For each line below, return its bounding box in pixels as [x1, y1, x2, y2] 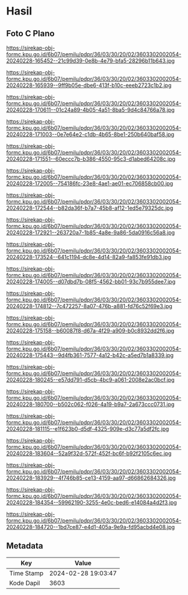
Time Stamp [9, 569, 44, 577]
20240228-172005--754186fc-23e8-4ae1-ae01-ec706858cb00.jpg [6, 180, 174, 187]
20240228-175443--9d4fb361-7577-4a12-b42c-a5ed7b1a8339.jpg [6, 352, 174, 359]
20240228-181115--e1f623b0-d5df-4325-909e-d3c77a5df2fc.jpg [6, 425, 169, 433]
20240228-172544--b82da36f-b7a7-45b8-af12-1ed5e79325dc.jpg [6, 204, 174, 211]
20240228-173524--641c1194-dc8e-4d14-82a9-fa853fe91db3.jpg [6, 254, 172, 260]
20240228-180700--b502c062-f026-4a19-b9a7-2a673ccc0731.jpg [6, 400, 175, 408]
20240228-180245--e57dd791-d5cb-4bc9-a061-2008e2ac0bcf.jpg [6, 376, 175, 383]
